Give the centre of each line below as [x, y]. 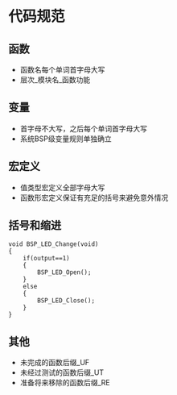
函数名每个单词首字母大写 [62, 70]
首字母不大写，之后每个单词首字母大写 [83, 128]
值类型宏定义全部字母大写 [62, 187]
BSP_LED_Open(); [64, 272]
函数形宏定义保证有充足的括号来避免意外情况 [94, 197]
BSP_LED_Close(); [66, 301]
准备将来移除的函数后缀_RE [65, 383]
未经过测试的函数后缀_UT [62, 372]
